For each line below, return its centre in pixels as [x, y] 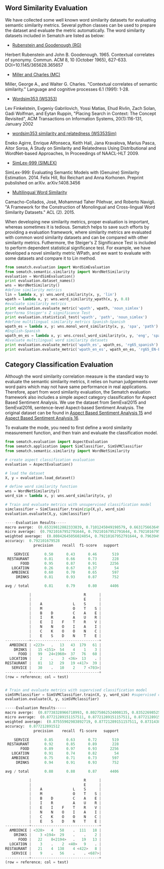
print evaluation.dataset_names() [40, 281]
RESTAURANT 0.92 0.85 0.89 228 [63, 744]
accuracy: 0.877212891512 [32, 726]
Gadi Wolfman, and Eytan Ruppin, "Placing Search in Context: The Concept [81, 113]
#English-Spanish [23, 331]
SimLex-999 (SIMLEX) [34, 163]
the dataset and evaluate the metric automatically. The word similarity [75, 30]
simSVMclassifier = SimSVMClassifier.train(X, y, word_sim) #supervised [81, 695]
